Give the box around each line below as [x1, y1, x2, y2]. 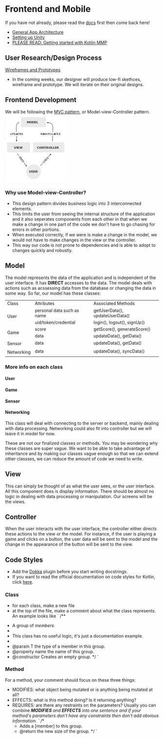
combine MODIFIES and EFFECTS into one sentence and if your [12, 707, 142, 713]
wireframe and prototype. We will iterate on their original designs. [12, 81, 144, 87]
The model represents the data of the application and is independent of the [5, 275, 156, 280]
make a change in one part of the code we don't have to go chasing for [12, 221, 155, 227]
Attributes [35, 301, 55, 306]
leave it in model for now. [5, 431, 56, 436]
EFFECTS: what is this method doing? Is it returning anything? [12, 697, 137, 703]
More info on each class [5, 363, 63, 370]
